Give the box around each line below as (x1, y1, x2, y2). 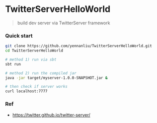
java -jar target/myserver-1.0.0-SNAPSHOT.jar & (5, 75, 108, 80)
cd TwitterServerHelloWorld (5, 48, 64, 53)
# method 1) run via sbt (5, 57, 57, 62)
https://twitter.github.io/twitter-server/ (12, 112, 90, 118)
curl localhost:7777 (5, 89, 48, 94)
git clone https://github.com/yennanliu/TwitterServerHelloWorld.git (5, 44, 153, 49)
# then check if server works (5, 84, 68, 89)
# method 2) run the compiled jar (5, 70, 77, 75)
